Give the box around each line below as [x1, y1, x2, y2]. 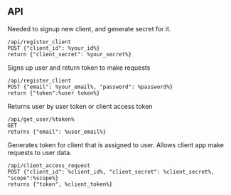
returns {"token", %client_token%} [7, 181, 113, 188]
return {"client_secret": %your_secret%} [7, 51, 132, 58]
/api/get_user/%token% [7, 115, 75, 123]
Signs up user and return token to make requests [7, 63, 151, 72]
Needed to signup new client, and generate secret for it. [7, 24, 171, 33]
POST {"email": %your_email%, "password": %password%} [7, 83, 173, 90]
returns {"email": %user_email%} [7, 128, 107, 135]
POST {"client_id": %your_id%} [7, 44, 100, 52]
